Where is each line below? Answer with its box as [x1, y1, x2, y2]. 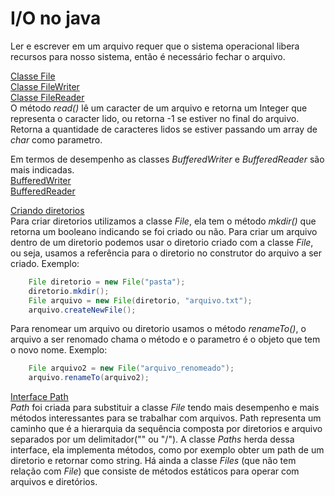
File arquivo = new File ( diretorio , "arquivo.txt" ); [28, 295, 253, 306]
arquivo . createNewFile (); [28, 305, 137, 315]
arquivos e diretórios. [10, 476, 98, 488]
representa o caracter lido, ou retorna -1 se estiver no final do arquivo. [10, 112, 300, 124]
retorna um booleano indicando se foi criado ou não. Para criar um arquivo [10, 225, 318, 237]
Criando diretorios [10, 204, 85, 216]
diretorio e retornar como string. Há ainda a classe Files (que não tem [10, 455, 297, 467]
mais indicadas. [10, 163, 75, 176]
